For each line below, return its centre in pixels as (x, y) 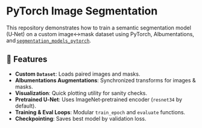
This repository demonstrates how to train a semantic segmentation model (99, 28)
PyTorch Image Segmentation (82, 11)
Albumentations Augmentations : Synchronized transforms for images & (105, 80)
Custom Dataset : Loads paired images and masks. (77, 74)
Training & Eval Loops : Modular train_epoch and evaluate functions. (100, 112)
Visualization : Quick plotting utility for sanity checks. (81, 93)
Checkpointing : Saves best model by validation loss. (80, 118)
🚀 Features (27, 59)
